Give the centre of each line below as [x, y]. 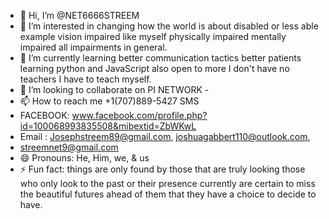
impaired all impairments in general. [93, 47]
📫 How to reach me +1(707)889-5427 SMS [109, 101]
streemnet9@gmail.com [69, 147]
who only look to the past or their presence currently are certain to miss [167, 183]
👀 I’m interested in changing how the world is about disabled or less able [169, 26]
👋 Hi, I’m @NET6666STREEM [79, 15]
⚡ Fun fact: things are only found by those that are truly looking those [162, 169]
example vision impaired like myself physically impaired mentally [153, 36]
